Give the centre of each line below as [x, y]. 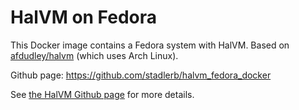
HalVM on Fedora [84, 17]
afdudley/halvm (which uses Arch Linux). [94, 55]
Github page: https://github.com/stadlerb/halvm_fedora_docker [141, 75]
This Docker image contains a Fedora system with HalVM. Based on [150, 45]
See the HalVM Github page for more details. [102, 94]
